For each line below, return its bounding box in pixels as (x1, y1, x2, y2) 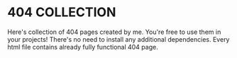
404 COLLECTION (7, 4, 116, 21)
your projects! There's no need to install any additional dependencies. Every (7, 35, 230, 43)
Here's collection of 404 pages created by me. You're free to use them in (7, 28, 221, 36)
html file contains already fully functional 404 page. (7, 42, 158, 51)
